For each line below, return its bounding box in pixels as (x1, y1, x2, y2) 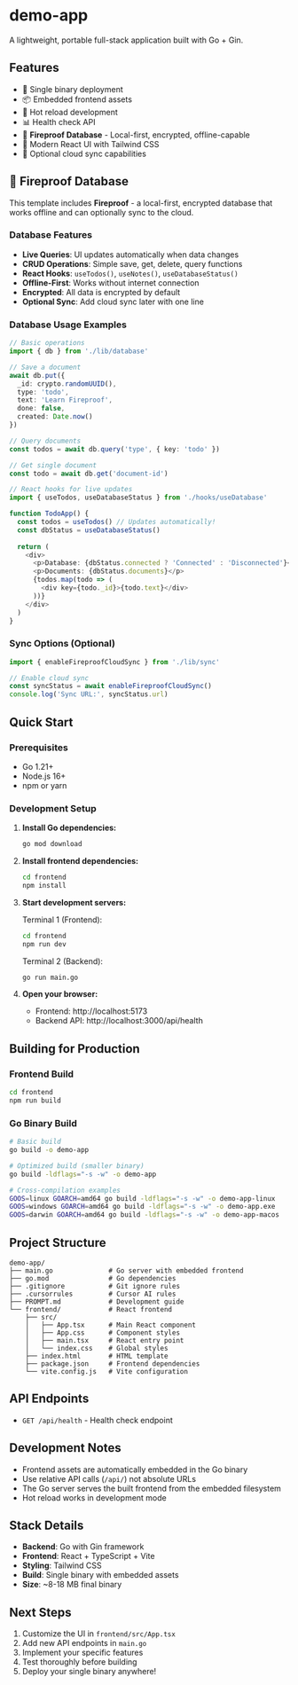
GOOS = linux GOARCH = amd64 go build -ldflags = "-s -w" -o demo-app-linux (9, 1194, 276, 1203)
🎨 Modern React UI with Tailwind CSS (21, 138, 160, 149)
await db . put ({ (9, 371, 66, 380)
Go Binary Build (9, 1117, 77, 1129)
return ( (17, 542, 50, 551)
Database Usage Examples (9, 318, 127, 331)
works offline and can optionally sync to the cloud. (9, 207, 194, 217)
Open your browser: (21, 989, 98, 999)
